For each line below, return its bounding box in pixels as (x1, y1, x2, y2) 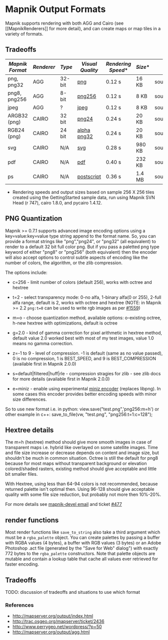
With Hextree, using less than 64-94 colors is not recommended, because (5, 481, 158, 487)
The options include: (5, 269, 47, 275)
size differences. (12, 396, 47, 402)
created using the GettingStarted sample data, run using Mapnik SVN (12, 194, 155, 200)
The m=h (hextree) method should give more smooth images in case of (5, 439, 152, 445)
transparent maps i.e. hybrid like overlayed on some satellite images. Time (5, 445, 158, 451)
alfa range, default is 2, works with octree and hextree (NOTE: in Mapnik (12, 299, 161, 305)
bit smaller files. (5, 471, 38, 477)
